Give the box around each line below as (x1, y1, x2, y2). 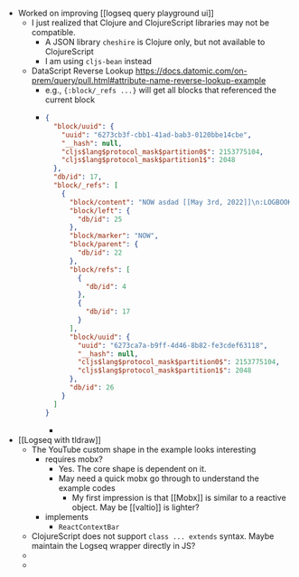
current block (44, 94, 96, 105)
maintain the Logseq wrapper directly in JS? (31, 540, 196, 551)
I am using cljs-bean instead (44, 56, 152, 66)
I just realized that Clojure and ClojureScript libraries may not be (31, 17, 269, 28)
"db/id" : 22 (77, 248, 123, 257)
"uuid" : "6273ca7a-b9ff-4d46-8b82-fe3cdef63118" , (77, 341, 268, 350)
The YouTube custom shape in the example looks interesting (31, 444, 257, 455)
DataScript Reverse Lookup (31, 65, 134, 76)
